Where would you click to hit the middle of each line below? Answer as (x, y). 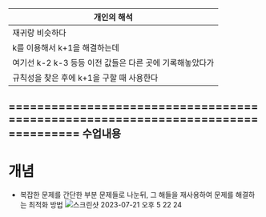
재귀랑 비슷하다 (39, 33)
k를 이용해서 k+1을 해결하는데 (66, 48)
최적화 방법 (46, 205)
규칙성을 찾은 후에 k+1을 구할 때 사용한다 (85, 78)
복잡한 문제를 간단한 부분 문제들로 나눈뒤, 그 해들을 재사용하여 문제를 (127, 195)
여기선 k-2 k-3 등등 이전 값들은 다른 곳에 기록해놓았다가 (113, 63)
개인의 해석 (113, 17)
